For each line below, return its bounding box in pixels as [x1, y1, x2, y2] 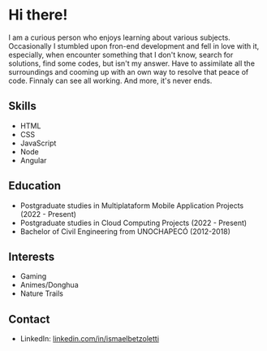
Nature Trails [19, 288, 63, 298]
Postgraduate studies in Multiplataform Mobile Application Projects [19, 201, 244, 210]
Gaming [19, 271, 47, 281]
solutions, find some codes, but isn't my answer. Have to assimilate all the [8, 58, 256, 68]
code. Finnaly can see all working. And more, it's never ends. [8, 76, 213, 85]
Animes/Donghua [19, 280, 79, 290]
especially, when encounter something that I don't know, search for [8, 50, 234, 59]
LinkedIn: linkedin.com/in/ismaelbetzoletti [19, 334, 160, 344]
